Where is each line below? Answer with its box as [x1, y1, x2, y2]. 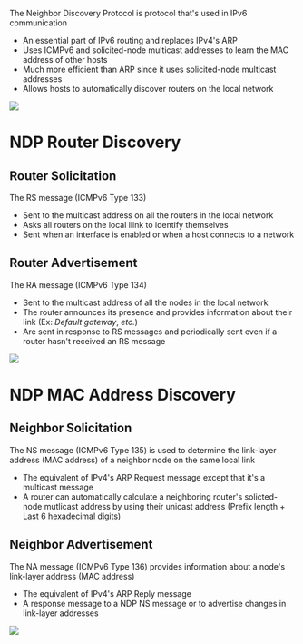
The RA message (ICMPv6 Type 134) [9, 279, 148, 290]
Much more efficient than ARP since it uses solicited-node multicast [22, 64, 277, 74]
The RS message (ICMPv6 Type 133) [9, 193, 147, 203]
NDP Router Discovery [9, 132, 181, 153]
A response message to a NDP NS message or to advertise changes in [22, 598, 287, 609]
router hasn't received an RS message [22, 335, 166, 346]
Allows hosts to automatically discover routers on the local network [22, 84, 274, 94]
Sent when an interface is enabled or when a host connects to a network [22, 229, 295, 240]
